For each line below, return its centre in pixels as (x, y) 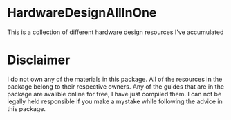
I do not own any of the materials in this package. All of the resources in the (115, 79)
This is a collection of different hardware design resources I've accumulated (115, 32)
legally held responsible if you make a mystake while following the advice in (115, 101)
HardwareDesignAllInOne (82, 13)
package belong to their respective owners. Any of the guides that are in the (116, 86)
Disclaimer (39, 60)
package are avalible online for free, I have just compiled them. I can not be (114, 94)
